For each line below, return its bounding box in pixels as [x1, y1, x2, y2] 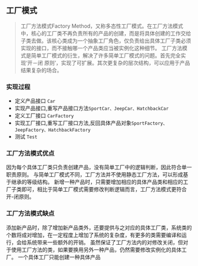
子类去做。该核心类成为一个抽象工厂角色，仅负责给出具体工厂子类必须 [20, 37, 192, 44]
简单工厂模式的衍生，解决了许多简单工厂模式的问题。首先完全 [31, 52, 181, 59]
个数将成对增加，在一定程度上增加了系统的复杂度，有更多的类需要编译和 [6, 231, 181, 238]
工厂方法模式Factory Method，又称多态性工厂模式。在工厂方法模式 [20, 22, 184, 29]
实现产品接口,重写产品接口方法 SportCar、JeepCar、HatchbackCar [14, 105, 169, 112]
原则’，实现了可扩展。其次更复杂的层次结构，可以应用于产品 [44, 59, 190, 66]
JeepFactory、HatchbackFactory [14, 127, 91, 133]
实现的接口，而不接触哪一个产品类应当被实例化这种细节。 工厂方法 [20, 44, 183, 51]
